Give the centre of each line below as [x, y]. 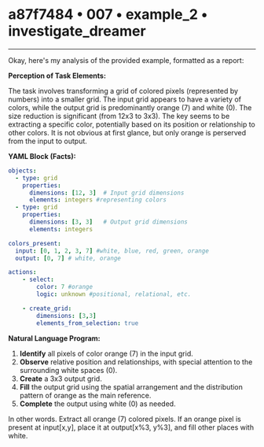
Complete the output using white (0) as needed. [97, 404]
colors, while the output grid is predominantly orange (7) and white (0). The [130, 107]
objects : [22, 171]
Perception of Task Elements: [57, 76]
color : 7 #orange [64, 287]
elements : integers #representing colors [98, 200]
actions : [22, 272]
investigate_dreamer [77, 31]
